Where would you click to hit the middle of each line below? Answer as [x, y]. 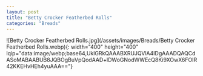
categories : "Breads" [34, 23]
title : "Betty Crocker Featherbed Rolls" [59, 18]
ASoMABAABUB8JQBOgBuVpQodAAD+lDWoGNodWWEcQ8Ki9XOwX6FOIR [102, 60]
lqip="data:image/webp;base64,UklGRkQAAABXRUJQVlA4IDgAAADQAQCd [101, 54]
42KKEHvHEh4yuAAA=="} [40, 66]
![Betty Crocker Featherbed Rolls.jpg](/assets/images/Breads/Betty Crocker [101, 41]
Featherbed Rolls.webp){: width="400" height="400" [72, 47]
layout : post [23, 12]
